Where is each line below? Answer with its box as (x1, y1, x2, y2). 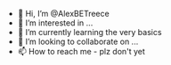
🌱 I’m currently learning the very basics (17, 27, 162, 37)
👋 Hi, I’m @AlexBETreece (17, 9, 110, 18)
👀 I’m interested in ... (17, 18, 94, 28)
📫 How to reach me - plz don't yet (17, 47, 145, 56)
